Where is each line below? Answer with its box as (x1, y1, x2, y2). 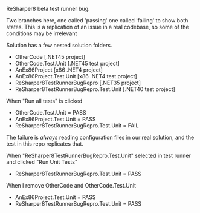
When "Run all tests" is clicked (6, 97, 83, 104)
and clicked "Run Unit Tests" (6, 158, 77, 166)
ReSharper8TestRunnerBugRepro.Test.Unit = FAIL (15, 122, 139, 129)
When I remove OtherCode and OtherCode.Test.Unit (6, 182, 137, 189)
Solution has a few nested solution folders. (6, 42, 112, 49)
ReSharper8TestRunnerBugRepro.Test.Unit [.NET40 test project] (15, 86, 175, 93)
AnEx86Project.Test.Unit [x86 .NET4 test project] (15, 73, 137, 79)
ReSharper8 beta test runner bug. (6, 5, 90, 12)
